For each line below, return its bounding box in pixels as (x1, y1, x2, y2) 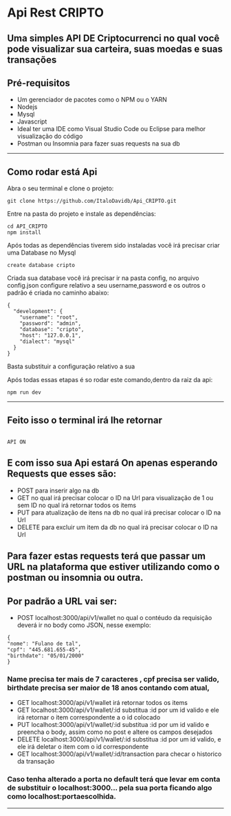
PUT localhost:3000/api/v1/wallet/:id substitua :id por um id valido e (16, 721, 210, 729)
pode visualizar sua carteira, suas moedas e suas (7, 43, 223, 54)
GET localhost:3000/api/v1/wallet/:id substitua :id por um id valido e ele (16, 706, 219, 715)
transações (7, 54, 57, 66)
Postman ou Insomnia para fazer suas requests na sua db (16, 139, 180, 148)
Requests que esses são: (7, 468, 117, 480)
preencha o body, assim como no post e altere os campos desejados (16, 728, 213, 736)
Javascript (16, 117, 47, 126)
